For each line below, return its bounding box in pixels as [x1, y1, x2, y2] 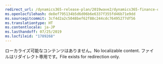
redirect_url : [5, 7, 34, 12]
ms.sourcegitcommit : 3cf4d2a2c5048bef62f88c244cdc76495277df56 [5, 16, 136, 21]
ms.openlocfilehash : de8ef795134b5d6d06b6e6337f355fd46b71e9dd [5, 12, 136, 16]
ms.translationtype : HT [5, 20, 53, 26]
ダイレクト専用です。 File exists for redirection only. [17, 53, 120, 59]
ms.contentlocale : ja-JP [5, 25, 55, 30]
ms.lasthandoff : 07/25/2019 [5, 29, 62, 34]
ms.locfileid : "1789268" [5, 34, 55, 39]
